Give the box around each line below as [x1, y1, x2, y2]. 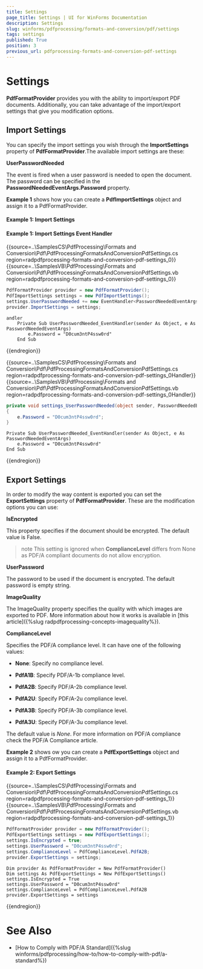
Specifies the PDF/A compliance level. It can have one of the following [6, 642, 181, 649]
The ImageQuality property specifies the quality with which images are [6, 605, 182, 612]
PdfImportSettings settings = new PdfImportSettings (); [6, 293, 150, 299]
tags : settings [6, 32, 45, 38]
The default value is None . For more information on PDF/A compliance [6, 730, 181, 737]
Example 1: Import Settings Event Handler [6, 230, 113, 237]
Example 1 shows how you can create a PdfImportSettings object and [6, 195, 182, 203]
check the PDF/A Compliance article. [6, 737, 98, 744]
